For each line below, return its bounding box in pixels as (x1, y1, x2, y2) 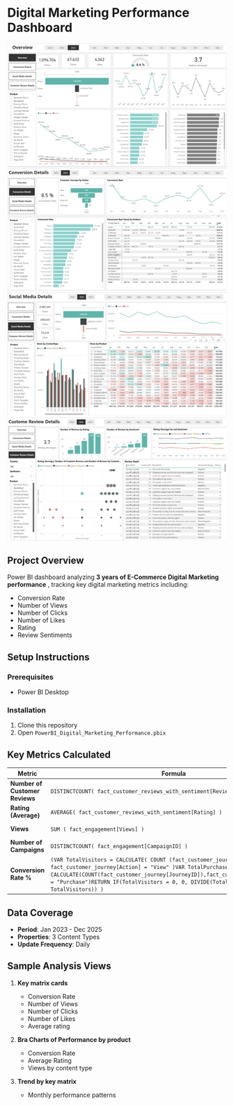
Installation (7, 705, 47, 715)
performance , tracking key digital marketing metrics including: (7, 581, 189, 589)
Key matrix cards (17, 978, 68, 987)
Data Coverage (7, 907, 74, 919)
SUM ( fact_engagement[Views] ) (50, 826, 145, 833)
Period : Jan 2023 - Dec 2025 (17, 925, 102, 934)
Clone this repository (17, 721, 78, 730)
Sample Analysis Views (7, 960, 111, 972)
